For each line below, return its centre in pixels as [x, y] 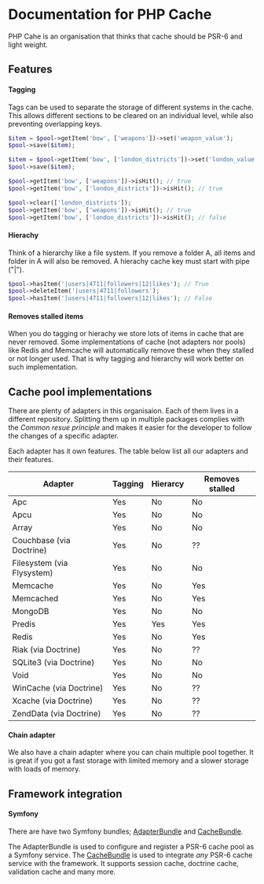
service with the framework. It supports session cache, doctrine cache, [124, 864]
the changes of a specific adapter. [64, 436]
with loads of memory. [44, 769]
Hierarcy [168, 484]
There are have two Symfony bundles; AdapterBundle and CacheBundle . [126, 831]
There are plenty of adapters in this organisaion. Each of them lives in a [123, 411]
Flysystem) [33, 573]
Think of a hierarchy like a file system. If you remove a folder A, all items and [132, 253]
